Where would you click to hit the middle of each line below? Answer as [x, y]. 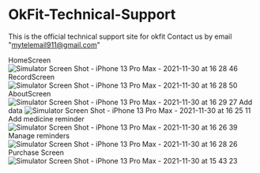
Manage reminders [39, 135]
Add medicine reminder [47, 118]
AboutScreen [30, 93]
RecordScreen [32, 77]
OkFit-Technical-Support [92, 15]
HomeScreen [30, 60]
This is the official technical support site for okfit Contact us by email [120, 36]
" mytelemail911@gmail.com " [55, 44]
